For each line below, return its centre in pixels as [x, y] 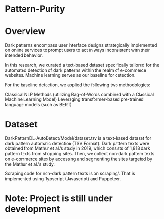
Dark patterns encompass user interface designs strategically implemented [81, 45]
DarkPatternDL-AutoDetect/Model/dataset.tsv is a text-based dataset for [78, 138]
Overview [25, 32]
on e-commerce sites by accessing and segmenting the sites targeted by [79, 159]
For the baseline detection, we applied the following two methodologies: [78, 85]
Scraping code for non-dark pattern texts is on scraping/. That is [70, 174]
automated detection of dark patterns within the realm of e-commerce [76, 70]
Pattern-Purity [35, 9]
